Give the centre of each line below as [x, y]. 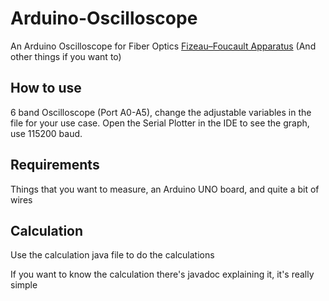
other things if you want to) [66, 56]
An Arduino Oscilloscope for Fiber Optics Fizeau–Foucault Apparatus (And [163, 46]
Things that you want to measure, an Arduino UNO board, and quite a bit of [165, 189]
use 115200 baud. [46, 133]
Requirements [55, 165]
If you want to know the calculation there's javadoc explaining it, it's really [162, 274]
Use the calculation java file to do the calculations [112, 255]
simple [24, 285]
